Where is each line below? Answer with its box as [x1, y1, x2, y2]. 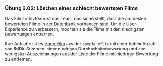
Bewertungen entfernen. [5, 32, 54, 37]
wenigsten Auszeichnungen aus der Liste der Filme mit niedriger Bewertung [5, 51, 158, 57]
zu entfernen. [5, 56, 32, 62]
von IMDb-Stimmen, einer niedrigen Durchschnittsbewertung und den [5, 46, 146, 52]
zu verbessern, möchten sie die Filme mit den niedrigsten [29, 26, 145, 32]
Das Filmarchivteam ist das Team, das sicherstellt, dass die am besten [5, 16, 147, 22]
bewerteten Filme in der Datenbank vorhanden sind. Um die [5, 21, 126, 27]
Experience [5, 26, 28, 32]
